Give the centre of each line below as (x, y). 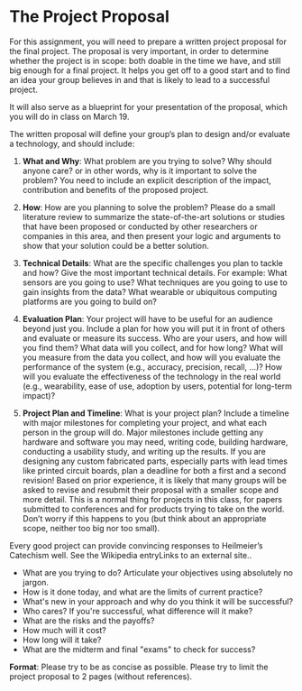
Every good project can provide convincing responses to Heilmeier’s (136, 545)
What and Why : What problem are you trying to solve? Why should (147, 161)
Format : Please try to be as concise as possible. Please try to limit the (139, 667)
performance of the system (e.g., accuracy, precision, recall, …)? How (152, 366)
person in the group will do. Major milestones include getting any (143, 432)
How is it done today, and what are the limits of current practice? (142, 592)
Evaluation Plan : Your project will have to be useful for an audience (147, 318)
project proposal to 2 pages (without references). (101, 676)
